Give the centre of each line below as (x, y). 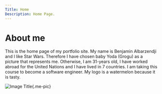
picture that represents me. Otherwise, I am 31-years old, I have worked (76, 62)
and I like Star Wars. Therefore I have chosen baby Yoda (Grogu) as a (74, 57)
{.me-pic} (42, 86)
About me (25, 38)
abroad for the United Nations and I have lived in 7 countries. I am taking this (81, 67)
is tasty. (13, 77)
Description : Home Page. (30, 14)
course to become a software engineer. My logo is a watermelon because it (80, 72)
